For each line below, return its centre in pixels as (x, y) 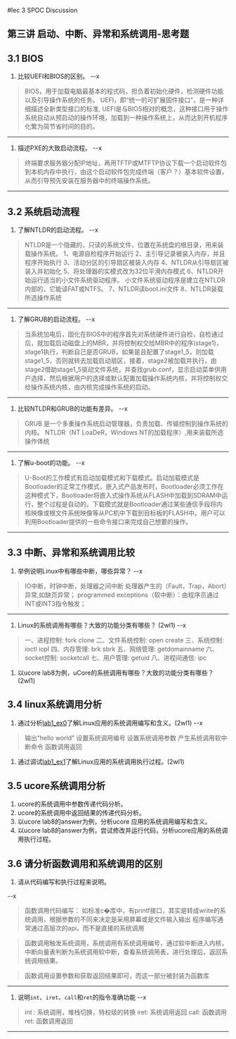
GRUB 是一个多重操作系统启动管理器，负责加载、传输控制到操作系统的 (126, 424)
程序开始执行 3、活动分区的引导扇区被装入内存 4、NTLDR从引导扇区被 (126, 263)
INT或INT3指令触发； (55, 603)
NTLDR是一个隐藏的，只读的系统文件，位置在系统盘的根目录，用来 (121, 245)
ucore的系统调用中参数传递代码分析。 (72, 804)
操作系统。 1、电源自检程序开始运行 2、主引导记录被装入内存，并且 (128, 254)
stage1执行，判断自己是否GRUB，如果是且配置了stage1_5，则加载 (119, 352)
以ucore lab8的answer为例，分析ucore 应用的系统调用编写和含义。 (114, 822)
